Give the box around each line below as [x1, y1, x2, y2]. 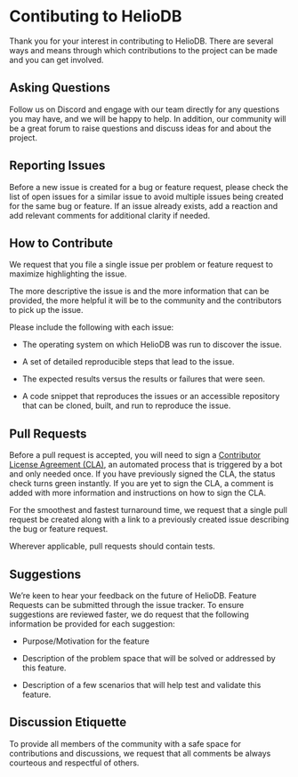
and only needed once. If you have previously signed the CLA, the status [9, 469, 276, 479]
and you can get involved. [9, 54, 104, 65]
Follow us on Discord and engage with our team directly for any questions [9, 104, 280, 115]
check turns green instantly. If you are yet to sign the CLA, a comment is [9, 478, 274, 489]
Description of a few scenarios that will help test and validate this [21, 680, 262, 690]
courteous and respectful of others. [9, 757, 140, 768]
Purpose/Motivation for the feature [21, 636, 149, 646]
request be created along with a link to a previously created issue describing [9, 514, 289, 525]
